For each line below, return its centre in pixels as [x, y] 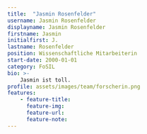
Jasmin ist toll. [46, 80]
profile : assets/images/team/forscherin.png [74, 86]
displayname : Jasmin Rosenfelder [57, 27]
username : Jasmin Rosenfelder [52, 21]
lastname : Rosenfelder [41, 47]
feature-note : [47, 119]
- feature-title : [46, 100]
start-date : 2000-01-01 [42, 60]
